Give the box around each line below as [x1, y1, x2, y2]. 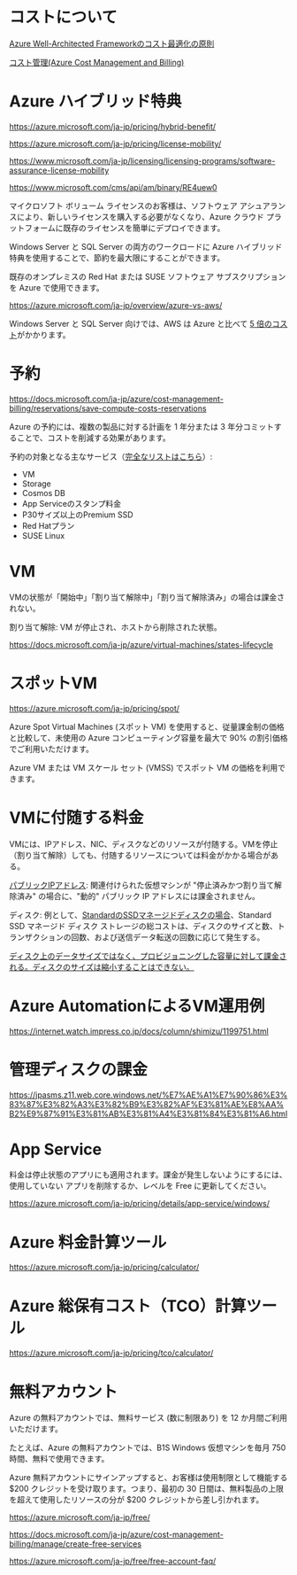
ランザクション [9, 931, 64, 943]
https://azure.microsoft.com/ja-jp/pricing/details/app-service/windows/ [9, 1199, 270, 1209]
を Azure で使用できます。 [9, 282, 104, 292]
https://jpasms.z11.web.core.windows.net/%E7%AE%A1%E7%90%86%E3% [9, 1090, 288, 1100]
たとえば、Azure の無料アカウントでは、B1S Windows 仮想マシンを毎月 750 [9, 1442, 286, 1453]
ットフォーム [9, 222, 56, 233]
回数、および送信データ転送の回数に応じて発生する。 [70, 931, 265, 943]
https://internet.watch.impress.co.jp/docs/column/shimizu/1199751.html [9, 1026, 270, 1036]
